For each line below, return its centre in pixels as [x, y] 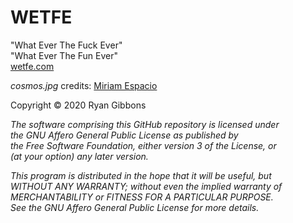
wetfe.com [32, 66]
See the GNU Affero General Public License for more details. [135, 207]
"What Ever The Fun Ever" [64, 55]
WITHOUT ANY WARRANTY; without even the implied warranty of [146, 186]
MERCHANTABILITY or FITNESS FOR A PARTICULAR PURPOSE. [142, 197]
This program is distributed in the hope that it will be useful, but [141, 175]
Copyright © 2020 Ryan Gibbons [78, 105]
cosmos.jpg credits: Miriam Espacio [84, 85]
